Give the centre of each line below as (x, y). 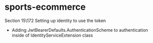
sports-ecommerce (45, 7)
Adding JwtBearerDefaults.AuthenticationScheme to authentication (80, 30)
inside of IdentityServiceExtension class (52, 35)
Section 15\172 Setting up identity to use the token (55, 21)
